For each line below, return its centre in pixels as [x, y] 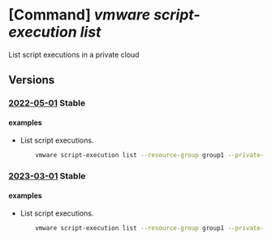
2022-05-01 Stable [47, 103]
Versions [32, 80]
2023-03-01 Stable [47, 176]
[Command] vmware [80, 15]
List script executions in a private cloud [74, 54]
